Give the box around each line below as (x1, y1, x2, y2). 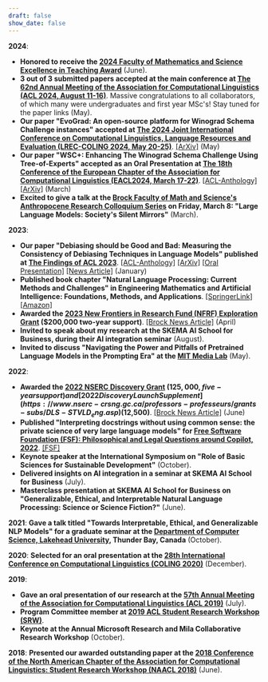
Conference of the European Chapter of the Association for (19, 167, 221, 177)
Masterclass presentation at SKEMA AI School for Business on (19, 485, 231, 496)
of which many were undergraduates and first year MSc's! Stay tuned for (19, 99, 260, 109)
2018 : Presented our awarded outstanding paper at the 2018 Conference (8, 648, 254, 658)
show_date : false (8, 19, 66, 27)
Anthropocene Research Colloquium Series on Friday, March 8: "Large (19, 201, 258, 210)
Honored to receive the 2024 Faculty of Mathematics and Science (19, 57, 243, 66)
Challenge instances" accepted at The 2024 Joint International (19, 125, 234, 134)
